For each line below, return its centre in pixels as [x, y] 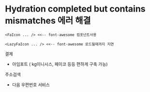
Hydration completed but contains [75, 9]
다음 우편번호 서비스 [31, 84]
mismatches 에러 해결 [48, 21]
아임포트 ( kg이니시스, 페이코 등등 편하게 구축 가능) [60, 64]
